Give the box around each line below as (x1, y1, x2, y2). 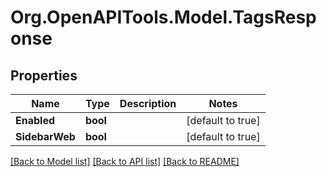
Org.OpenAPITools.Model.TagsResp (10, 6, 317, 29)
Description (119, 97, 177, 110)
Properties (10, 67, 78, 84)
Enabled (15, 114, 56, 127)
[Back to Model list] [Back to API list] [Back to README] (10, 156, 240, 167)
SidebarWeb (15, 130, 76, 143)
